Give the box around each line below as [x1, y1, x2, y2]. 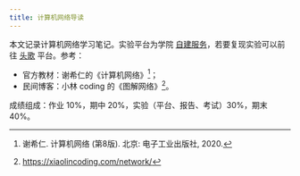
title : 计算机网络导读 [9, 13, 85, 22]
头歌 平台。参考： [19, 50, 85, 61]
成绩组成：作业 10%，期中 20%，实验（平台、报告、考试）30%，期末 [9, 99, 268, 110]
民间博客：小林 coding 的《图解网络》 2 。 [21, 80, 174, 91]
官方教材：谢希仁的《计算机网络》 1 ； [21, 68, 159, 80]
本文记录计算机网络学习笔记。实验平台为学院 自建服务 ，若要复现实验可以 [9, 38, 278, 49]
